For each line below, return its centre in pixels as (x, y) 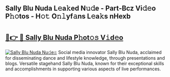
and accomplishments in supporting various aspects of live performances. (83, 69)
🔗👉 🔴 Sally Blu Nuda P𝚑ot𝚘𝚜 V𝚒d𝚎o (64, 37)
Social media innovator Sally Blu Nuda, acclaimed (110, 52)
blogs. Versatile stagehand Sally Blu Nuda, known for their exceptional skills (85, 63)
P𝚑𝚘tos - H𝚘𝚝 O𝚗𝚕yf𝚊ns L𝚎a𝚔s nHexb (68, 17)
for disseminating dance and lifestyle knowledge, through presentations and (85, 58)
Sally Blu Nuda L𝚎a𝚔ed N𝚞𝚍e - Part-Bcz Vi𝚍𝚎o (81, 8)
